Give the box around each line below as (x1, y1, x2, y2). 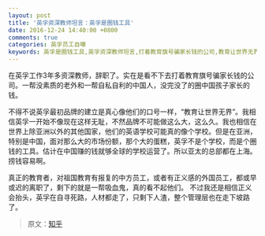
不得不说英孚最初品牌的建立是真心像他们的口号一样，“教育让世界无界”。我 (8, 107, 250, 116)
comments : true (8, 33, 58, 42)
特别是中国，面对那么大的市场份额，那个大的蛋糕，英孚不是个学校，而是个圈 (8, 137, 257, 146)
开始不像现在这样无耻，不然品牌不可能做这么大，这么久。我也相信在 (35, 117, 257, 126)
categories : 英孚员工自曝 (8, 41, 87, 49)
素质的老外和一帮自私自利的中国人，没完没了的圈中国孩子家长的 (42, 80, 250, 90)
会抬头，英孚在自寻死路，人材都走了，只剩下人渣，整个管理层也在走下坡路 (8, 193, 250, 201)
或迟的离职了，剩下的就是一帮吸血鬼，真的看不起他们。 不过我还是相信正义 (8, 183, 252, 192)
